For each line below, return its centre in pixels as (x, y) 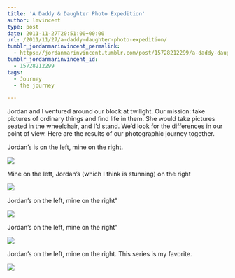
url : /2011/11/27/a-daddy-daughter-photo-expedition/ (87, 40)
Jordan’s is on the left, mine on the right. (65, 147)
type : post (23, 27)
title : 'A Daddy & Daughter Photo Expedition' (76, 14)
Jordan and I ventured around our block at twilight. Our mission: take (106, 111)
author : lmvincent (34, 20)
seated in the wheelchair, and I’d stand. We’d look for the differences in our (115, 126)
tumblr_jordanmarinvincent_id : (53, 60)
